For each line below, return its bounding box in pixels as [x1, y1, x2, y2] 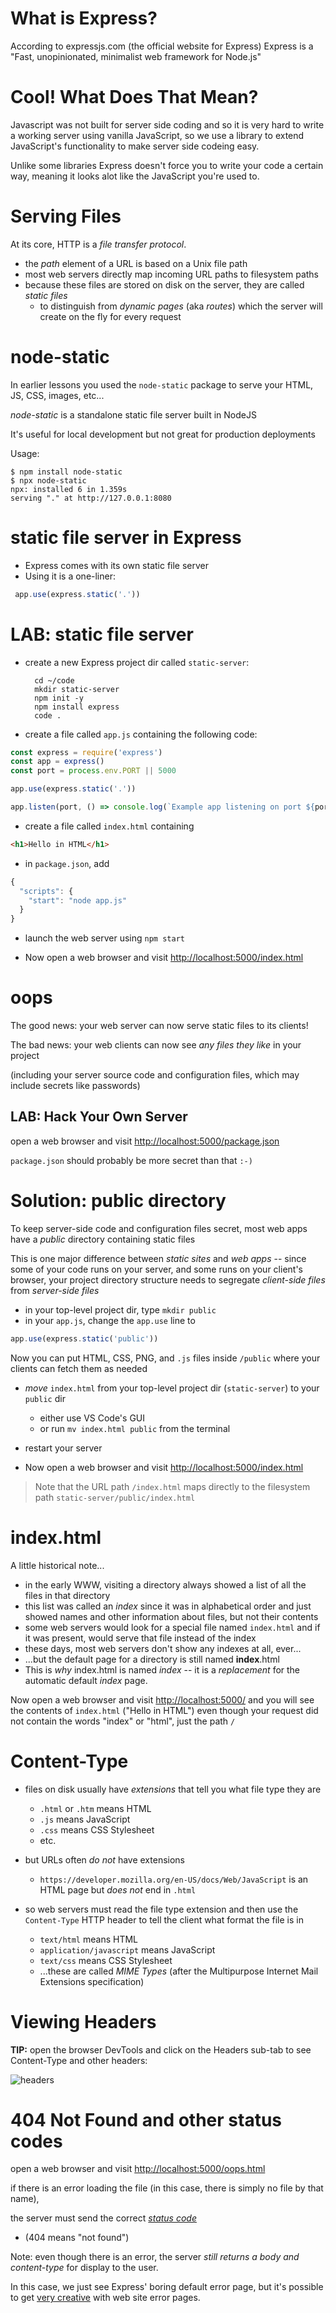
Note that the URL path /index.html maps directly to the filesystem [34, 1480, 311, 1492]
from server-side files [10, 1284, 100, 1296]
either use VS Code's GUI [39, 1412, 146, 1424]
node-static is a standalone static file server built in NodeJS [10, 408, 257, 421]
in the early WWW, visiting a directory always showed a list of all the [24, 1578, 307, 1591]
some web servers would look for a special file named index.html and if [24, 1621, 321, 1633]
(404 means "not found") [24, 2232, 130, 2244]
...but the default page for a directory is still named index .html [24, 1653, 280, 1665]
